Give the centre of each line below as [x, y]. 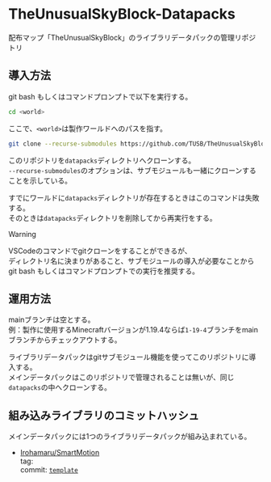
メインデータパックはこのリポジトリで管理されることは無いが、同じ [121, 378]
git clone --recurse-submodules [63, 144]
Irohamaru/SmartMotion [60, 453]
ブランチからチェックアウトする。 [65, 340]
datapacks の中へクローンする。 [60, 387]
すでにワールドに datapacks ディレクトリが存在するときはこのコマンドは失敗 [134, 197]
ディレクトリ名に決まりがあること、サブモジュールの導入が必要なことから [131, 260]
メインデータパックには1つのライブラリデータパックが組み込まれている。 [130, 437]
